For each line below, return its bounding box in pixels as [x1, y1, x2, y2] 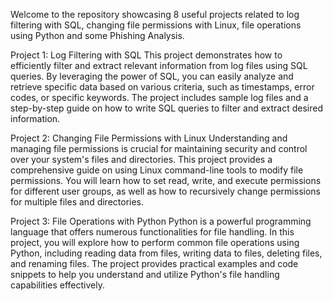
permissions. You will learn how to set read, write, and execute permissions [10, 175, 322, 186]
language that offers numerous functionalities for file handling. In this [10, 226, 295, 238]
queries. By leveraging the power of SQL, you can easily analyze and [10, 70, 294, 82]
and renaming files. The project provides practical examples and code [10, 258, 299, 269]
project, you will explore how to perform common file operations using [10, 237, 300, 248]
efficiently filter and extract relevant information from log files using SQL [10, 60, 308, 71]
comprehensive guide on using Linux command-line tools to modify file [10, 164, 304, 176]
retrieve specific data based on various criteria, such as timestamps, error [10, 81, 315, 93]
